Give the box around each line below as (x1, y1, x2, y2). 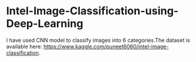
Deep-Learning (6, 17, 84, 30)
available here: (6, 43, 43, 50)
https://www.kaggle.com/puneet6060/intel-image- (43, 43, 169, 50)
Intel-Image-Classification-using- (6, 4, 179, 18)
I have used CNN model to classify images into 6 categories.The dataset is (6, 36, 191, 44)
